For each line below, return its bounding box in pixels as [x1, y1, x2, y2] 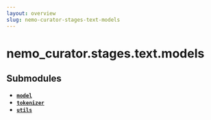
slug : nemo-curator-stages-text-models [6, 16, 121, 23]
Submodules [6, 73, 62, 85]
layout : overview [6, 10, 56, 17]
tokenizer [16, 100, 45, 106]
